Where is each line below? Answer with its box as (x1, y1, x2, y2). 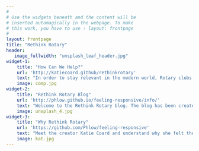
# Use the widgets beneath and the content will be (6, 14, 136, 20)
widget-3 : (6, 114, 31, 119)
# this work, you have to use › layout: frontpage (6, 25, 134, 32)
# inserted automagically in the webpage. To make (6, 20, 134, 26)
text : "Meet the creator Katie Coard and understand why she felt (17, 130, 184, 137)
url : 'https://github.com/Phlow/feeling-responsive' (17, 125, 150, 131)
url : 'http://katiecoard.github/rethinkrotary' (17, 70, 136, 75)
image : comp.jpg (17, 81, 57, 87)
